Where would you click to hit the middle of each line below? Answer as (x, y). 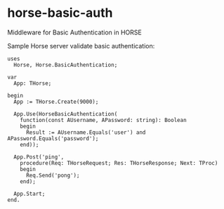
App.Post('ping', (39, 157)
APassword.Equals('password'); (53, 138)
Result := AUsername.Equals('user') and (86, 132)
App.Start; (29, 194)
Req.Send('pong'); (53, 175)
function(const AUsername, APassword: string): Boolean (104, 120)
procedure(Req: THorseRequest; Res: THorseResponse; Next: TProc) (119, 163)
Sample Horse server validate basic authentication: (81, 46)
